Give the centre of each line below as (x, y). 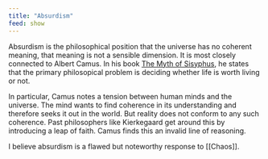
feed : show (27, 23)
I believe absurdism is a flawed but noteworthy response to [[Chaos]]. (124, 146)
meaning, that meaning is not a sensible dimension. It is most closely (122, 55)
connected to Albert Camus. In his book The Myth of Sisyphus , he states (129, 63)
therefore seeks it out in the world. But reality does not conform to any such (134, 113)
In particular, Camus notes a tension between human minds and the (120, 96)
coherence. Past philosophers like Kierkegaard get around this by (117, 122)
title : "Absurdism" (41, 16)
